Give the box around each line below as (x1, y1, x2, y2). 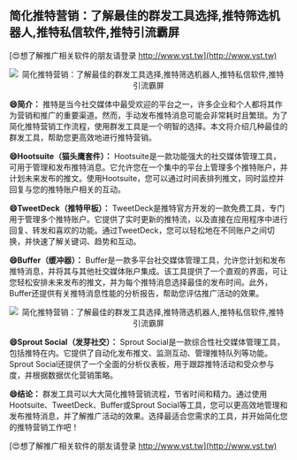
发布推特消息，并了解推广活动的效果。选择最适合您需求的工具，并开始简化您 (9, 410, 288, 421)
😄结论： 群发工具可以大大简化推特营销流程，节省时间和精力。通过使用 (9, 388, 268, 399)
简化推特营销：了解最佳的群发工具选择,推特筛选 (9, 8, 270, 24)
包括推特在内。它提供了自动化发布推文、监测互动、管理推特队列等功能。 (9, 348, 272, 358)
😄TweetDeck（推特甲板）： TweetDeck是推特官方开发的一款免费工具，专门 (9, 203, 286, 213)
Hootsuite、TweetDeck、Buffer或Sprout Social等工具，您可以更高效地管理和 (9, 399, 288, 410)
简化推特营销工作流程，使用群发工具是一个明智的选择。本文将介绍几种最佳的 (9, 120, 288, 131)
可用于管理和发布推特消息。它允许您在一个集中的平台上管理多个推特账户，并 (9, 162, 288, 172)
